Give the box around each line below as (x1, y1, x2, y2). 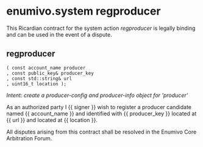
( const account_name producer (6, 65, 86, 71)
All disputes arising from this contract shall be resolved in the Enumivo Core (6, 128, 197, 135)
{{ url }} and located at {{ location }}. (6, 116, 98, 123)
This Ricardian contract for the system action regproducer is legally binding (6, 24, 196, 32)
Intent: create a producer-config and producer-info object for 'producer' (6, 91, 188, 99)
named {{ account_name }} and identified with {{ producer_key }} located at (6, 110, 197, 117)
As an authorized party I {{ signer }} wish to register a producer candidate (6, 103, 192, 110)
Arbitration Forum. (6, 134, 52, 142)
